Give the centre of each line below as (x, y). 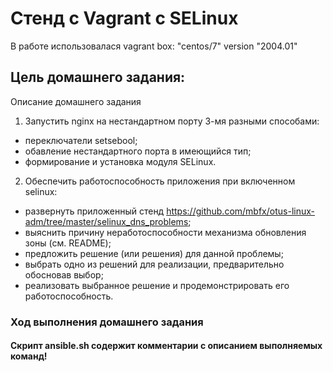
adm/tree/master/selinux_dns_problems (106, 221)
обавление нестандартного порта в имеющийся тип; (138, 151)
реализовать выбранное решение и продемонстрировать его (157, 285)
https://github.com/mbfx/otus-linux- (240, 211)
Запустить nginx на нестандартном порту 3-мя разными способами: (172, 121)
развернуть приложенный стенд (94, 211)
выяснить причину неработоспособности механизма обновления (165, 232)
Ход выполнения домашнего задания (107, 322)
